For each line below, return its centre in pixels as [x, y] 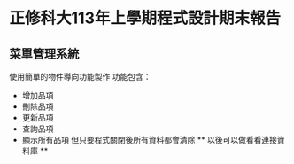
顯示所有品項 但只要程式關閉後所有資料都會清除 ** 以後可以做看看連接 [149, 140]
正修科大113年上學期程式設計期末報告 [145, 18]
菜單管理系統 [44, 54]
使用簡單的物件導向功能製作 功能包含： [80, 77]
